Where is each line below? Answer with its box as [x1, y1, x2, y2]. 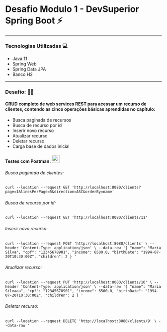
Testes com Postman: [5, 158, 51, 164]
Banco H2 [12, 71, 33, 77]
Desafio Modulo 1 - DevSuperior [5, 3, 139, 15]
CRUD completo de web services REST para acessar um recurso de [5, 101, 147, 107]
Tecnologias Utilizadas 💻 [5, 42, 68, 49]
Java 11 [12, 56, 27, 62]
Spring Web [12, 61, 37, 67]
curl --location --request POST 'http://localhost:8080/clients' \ [5, 241, 148, 246]
